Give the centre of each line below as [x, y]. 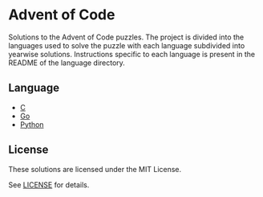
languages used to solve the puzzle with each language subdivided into [127, 45]
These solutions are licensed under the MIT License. [95, 169]
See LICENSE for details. [49, 185]
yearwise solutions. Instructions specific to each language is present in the [131, 54]
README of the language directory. [67, 63]
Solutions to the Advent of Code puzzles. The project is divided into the [126, 37]
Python [32, 124]
